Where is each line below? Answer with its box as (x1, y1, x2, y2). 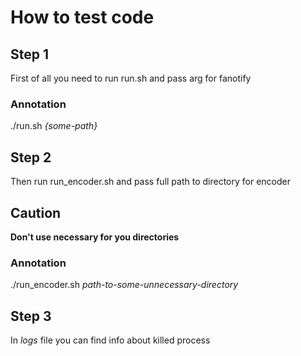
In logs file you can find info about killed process (10, 334, 211, 346)
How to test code (10, 6, 155, 29)
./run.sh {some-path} (10, 120, 98, 132)
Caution (10, 204, 62, 221)
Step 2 (10, 149, 52, 166)
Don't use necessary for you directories (10, 231, 180, 243)
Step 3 (10, 307, 52, 325)
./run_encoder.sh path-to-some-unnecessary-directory (10, 279, 239, 291)
